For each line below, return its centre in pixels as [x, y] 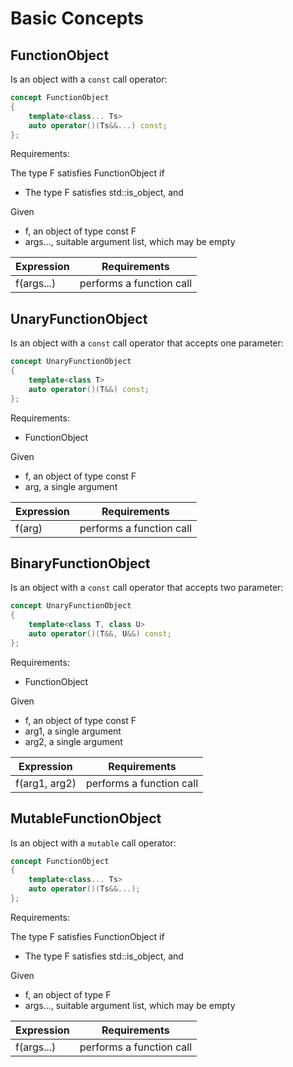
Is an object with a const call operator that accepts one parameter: [147, 343]
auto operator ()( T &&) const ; [89, 389]
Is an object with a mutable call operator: [93, 843]
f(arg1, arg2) [46, 783]
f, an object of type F [68, 994]
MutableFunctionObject [86, 818]
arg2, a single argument [73, 741]
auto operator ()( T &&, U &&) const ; [100, 634]
